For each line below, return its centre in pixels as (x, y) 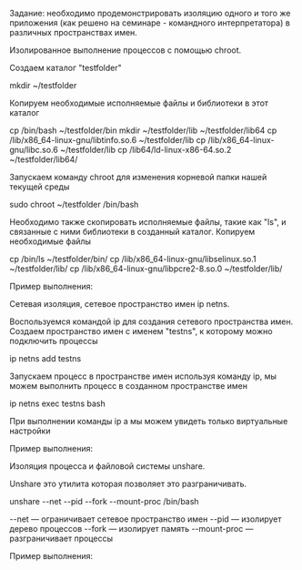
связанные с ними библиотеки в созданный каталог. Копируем (132, 232)
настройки (30, 431)
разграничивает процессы (61, 538)
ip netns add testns (45, 358)
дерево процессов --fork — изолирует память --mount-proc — (131, 529)
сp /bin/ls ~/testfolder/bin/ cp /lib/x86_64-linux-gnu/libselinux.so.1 (133, 259)
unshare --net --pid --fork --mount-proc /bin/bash (104, 501)
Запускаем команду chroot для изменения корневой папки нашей (138, 177)
